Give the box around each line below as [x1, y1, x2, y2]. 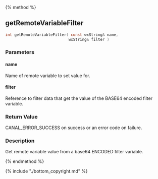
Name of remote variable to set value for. [5, 73, 90, 79]
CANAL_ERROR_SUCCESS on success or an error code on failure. [5, 125, 142, 131]
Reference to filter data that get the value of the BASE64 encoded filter [5, 95, 153, 101]
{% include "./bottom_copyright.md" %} [5, 168, 88, 174]
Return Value [5, 113, 38, 120]
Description [5, 137, 35, 144]
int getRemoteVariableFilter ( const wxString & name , [5, 32, 119, 37]
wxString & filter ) [68, 37, 110, 42]
